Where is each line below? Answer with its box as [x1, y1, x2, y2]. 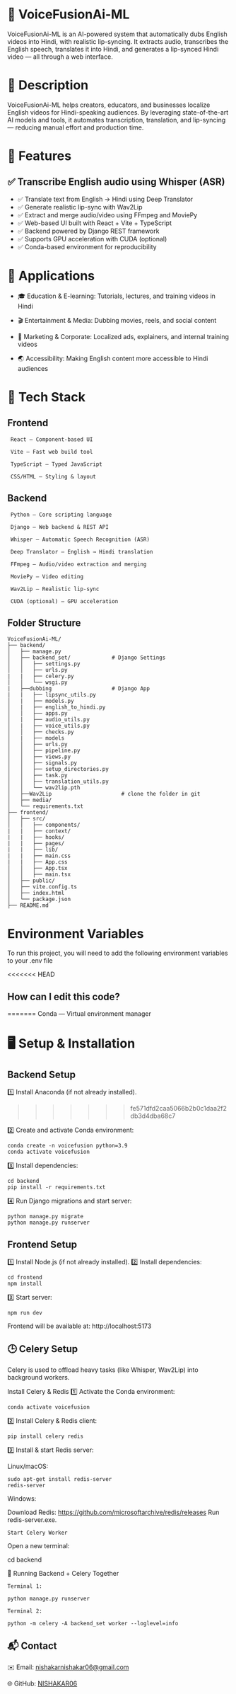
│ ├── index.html [7, 890, 65, 897]
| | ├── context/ [7, 828, 71, 835]
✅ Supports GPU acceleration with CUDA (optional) [17, 234, 167, 243]
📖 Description [7, 77, 89, 93]
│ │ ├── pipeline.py [7, 747, 81, 755]
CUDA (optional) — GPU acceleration [10, 597, 119, 605]
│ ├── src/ [7, 815, 46, 823]
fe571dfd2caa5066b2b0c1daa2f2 [130, 1104, 228, 1113]
